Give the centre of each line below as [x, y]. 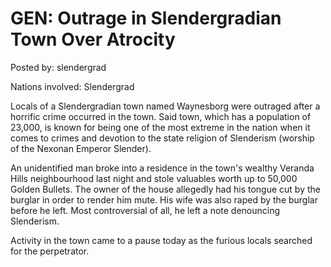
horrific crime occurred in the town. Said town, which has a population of [161, 116]
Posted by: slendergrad [58, 67]
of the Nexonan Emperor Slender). [81, 148]
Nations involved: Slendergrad [72, 86]
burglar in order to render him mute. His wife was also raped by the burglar [164, 199]
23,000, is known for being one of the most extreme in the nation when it [160, 127]
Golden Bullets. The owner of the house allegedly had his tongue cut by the [165, 189]
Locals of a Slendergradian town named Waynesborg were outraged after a [165, 106]
